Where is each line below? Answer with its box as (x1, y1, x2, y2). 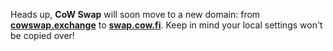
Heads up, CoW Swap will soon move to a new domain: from (10, 9, 261, 20)
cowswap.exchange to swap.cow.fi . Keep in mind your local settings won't (10, 19, 323, 31)
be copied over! (10, 30, 75, 41)
